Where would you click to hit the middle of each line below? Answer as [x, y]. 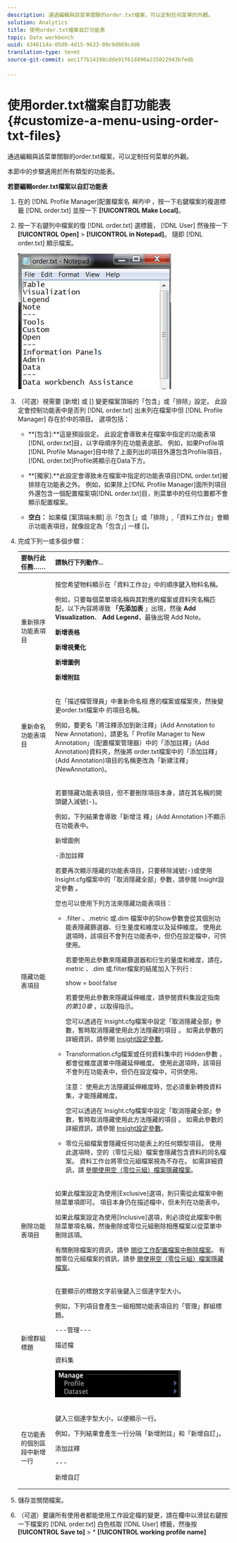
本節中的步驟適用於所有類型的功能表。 [63, 171]
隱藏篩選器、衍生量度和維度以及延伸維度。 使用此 [150, 927]
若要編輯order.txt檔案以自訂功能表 [57, 186]
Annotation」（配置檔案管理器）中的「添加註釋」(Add [132, 742]
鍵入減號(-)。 [81, 801]
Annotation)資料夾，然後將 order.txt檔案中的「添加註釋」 [138, 751]
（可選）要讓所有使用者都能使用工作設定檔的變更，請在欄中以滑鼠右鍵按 [122, 1515]
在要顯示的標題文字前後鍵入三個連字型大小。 [120, 1291]
